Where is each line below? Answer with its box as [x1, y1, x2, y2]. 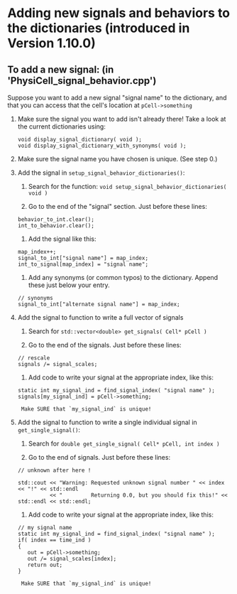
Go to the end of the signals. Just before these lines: [28, 341, 182, 349]
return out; [27, 561, 63, 568]
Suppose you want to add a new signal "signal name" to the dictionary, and [7, 94, 227, 102]
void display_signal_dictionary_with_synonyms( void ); [17, 142, 187, 149]
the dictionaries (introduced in [7, 20, 190, 36]
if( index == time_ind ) [17, 536, 92, 544]
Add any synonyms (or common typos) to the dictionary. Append [28, 274, 219, 281]
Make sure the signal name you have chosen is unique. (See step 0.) [17, 155, 218, 163]
